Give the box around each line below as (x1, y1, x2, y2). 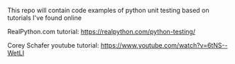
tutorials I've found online (7, 14, 82, 22)
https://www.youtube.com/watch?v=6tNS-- (100, 41, 229, 49)
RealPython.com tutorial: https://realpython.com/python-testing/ (7, 28, 196, 36)
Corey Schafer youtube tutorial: (7, 41, 99, 49)
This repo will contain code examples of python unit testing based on (7, 6, 209, 14)
